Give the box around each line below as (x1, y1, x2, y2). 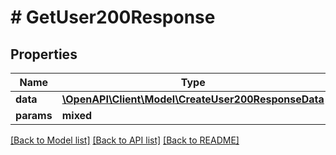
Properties (10, 46, 78, 63)
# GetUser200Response (10, 6, 216, 29)
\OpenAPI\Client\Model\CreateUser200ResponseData (61, 92, 325, 106)
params (15, 109, 53, 122)
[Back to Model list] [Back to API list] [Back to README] (10, 134, 240, 146)
